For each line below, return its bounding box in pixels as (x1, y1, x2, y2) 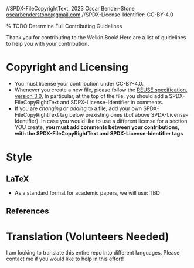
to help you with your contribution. (6, 40, 90, 47)
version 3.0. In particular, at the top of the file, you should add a (14, 92, 168, 99)
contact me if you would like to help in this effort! (6, 255, 124, 263)
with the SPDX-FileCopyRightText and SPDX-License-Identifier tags (14, 130, 183, 137)
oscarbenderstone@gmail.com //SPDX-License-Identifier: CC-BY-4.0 (6, 11, 174, 18)
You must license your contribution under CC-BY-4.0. (14, 80, 144, 87)
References (6, 206, 49, 216)
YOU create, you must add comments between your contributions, (14, 123, 180, 131)
